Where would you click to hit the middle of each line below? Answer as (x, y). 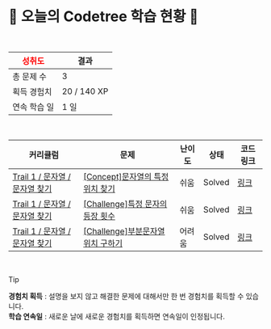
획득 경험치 (32, 91)
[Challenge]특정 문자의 (125, 204)
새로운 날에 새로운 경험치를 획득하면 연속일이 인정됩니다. (137, 316)
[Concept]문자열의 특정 (126, 176)
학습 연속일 (25, 316)
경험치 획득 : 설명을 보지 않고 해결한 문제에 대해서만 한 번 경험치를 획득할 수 (126, 296)
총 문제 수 (29, 76)
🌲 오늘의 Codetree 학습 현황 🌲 (104, 17)
